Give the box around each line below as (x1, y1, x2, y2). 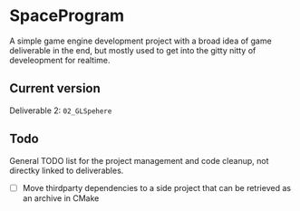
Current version (9, 81, 102, 96)
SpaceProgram (9, 5, 125, 26)
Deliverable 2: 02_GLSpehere (9, 105, 112, 116)
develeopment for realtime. (9, 54, 111, 65)
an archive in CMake (22, 192, 100, 204)
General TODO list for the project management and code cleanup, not (9, 155, 269, 166)
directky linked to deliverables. (9, 165, 124, 176)
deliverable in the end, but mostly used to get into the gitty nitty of (9, 44, 256, 55)
